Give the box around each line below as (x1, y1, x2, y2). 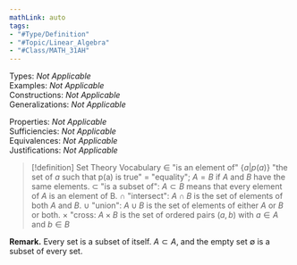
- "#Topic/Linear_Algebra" (9, 37, 110, 47)
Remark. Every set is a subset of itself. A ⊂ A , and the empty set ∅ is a (9, 236, 270, 247)
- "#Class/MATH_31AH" (9, 46, 90, 55)
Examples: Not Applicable (9, 80, 105, 91)
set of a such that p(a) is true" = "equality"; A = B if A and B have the (30, 171, 286, 183)
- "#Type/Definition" (9, 29, 90, 38)
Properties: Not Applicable (9, 117, 107, 128)
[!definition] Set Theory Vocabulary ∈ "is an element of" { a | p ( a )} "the (30, 162, 288, 173)
